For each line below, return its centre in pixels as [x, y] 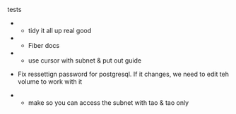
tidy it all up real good [60, 31]
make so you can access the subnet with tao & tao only [108, 103]
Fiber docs [44, 45]
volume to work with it [50, 82]
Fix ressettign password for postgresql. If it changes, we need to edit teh [123, 74]
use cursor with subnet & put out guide [85, 61]
